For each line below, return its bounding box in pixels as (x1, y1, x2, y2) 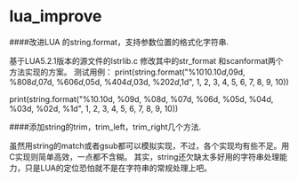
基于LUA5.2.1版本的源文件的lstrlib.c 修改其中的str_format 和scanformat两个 (9, 55, 284, 66)
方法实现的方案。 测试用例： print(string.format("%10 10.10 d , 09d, (9, 67, 246, 77)
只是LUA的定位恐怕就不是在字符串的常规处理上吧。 (24, 162, 212, 173)
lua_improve (9, 6, 102, 27)
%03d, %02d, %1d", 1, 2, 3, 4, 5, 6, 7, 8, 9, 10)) (9, 103, 179, 114)
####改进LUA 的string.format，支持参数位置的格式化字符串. (9, 36, 230, 47)
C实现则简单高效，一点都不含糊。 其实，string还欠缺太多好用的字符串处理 (9, 151, 280, 161)
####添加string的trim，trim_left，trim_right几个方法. (9, 122, 202, 132)
